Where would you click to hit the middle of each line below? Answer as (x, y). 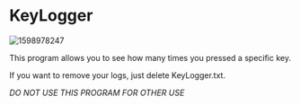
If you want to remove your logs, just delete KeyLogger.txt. (118, 75)
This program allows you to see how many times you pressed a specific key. (150, 57)
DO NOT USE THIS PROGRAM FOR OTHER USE (97, 92)
